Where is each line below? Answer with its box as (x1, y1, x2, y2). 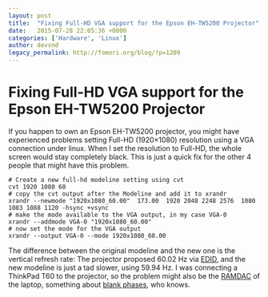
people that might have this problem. (8, 160, 130, 170)
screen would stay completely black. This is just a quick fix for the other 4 (8, 152, 252, 161)
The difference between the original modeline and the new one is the (8, 245, 236, 255)
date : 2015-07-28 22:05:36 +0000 (8, 26, 127, 34)
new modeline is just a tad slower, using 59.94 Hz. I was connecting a (8, 263, 238, 272)
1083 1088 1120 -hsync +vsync (8, 204, 110, 212)
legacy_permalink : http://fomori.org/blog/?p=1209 (8, 49, 181, 57)
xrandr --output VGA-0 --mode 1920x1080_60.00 (8, 232, 166, 240)
